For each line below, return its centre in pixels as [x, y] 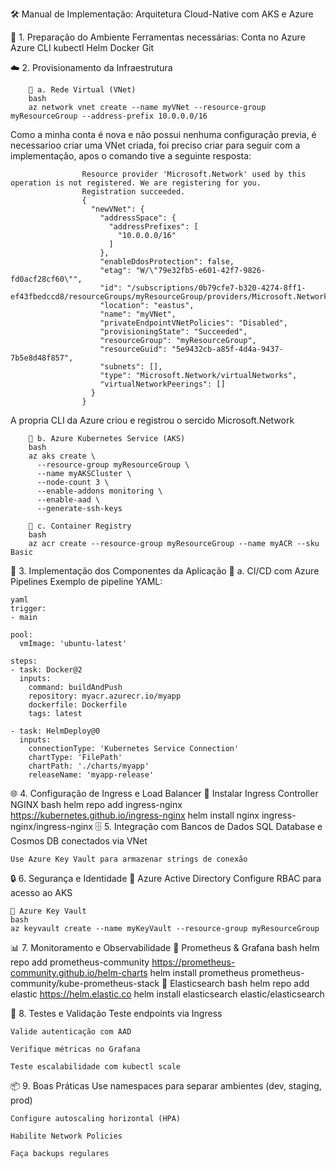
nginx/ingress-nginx [52, 826]
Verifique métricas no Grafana [75, 1049]
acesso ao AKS [41, 892]
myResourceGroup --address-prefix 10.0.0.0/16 [109, 116]
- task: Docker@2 [46, 670]
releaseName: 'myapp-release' [91, 775]
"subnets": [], [131, 367]
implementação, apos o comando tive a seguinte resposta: [131, 156]
